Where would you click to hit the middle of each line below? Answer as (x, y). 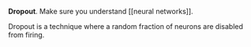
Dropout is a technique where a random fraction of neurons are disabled (126, 26)
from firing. (26, 35)
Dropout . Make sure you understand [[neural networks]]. (101, 11)
